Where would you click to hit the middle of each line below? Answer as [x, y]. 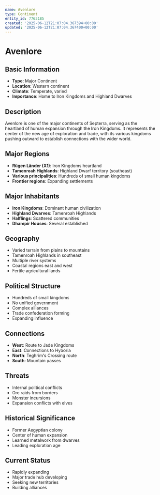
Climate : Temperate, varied [39, 91]
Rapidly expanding [30, 472]
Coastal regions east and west [42, 266]
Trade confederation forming [41, 313]
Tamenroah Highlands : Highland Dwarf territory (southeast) [72, 170]
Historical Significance [40, 418]
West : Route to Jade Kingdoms [43, 345]
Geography [22, 239]
